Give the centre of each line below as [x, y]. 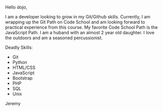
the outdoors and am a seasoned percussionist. [54, 38]
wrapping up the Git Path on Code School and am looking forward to [75, 22]
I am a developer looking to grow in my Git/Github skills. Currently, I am [78, 17]
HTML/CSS [24, 67]
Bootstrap [22, 78]
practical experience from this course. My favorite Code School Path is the [81, 27]
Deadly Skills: [19, 47]
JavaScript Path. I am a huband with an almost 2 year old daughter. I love [80, 32]
